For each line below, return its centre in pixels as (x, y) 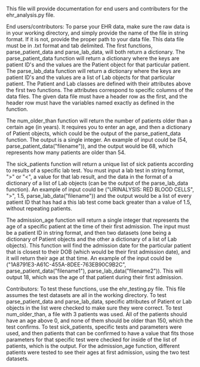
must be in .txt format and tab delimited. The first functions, (79, 45)
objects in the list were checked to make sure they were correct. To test (94, 308)
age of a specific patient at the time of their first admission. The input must (98, 226)
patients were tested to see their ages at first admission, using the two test (98, 352)
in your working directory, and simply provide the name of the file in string (97, 33)
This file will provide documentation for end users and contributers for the (97, 9)
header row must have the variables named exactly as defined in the (90, 103)
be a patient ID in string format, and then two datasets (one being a (89, 233)
